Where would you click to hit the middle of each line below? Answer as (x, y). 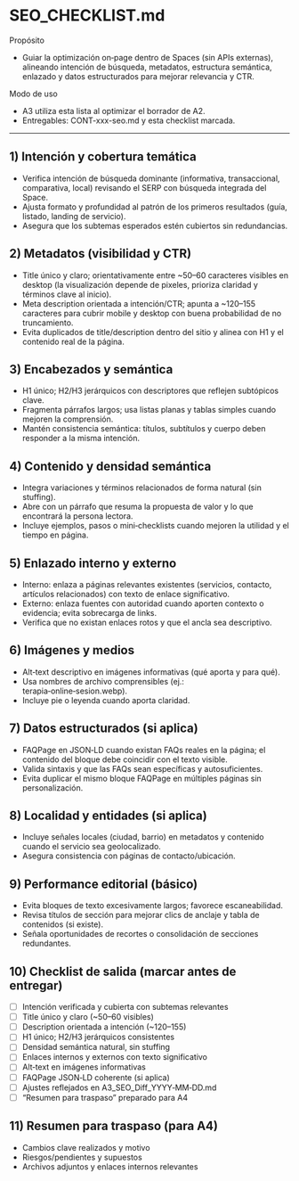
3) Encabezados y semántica (91, 369)
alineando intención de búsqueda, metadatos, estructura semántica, (147, 67)
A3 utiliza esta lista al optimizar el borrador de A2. (113, 111)
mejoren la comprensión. (68, 419)
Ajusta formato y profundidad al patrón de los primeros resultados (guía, (154, 207)
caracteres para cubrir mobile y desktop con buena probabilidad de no (152, 313)
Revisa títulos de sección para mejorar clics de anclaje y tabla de (141, 915)
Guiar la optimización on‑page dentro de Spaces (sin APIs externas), (148, 57)
